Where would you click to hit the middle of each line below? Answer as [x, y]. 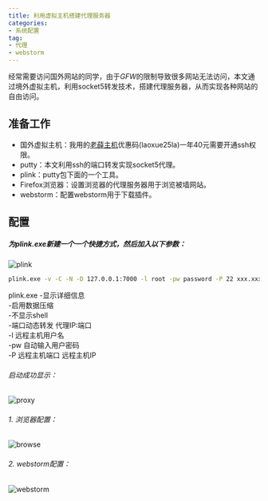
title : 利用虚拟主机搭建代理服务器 [59, 16]
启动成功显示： [33, 375]
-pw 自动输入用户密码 [44, 345]
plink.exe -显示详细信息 [47, 295]
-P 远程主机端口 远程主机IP [52, 355]
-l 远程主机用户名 [36, 335]
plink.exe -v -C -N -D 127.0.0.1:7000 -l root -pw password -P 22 [121, 279]
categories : [28, 23]
